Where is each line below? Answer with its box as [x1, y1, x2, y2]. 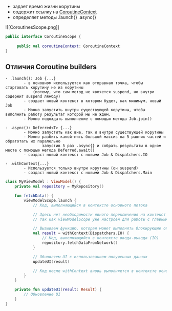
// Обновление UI [24, 292, 60, 297]
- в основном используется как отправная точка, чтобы [24, 80, 143, 86]
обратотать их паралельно [5, 139, 60, 144]
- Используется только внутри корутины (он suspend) [24, 165, 139, 171]
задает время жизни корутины [12, 4, 80, 9]
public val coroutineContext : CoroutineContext [16, 44, 120, 49]
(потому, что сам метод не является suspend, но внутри [32, 90, 155, 95]
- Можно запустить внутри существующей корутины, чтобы [24, 108, 145, 113]
